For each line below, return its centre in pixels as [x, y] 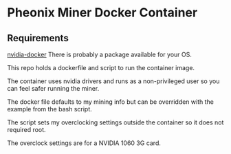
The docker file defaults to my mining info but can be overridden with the [111, 102]
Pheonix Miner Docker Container [102, 13]
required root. [26, 130]
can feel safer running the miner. [53, 88]
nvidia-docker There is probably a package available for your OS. [100, 54]
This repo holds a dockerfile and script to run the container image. [101, 68]
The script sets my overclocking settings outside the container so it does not [115, 122]
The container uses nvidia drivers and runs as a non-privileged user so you [113, 81]
